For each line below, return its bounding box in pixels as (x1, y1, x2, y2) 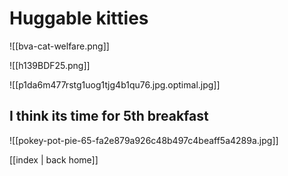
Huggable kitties (9, 7, 149, 30)
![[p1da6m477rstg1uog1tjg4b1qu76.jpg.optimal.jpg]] (9, 78, 221, 91)
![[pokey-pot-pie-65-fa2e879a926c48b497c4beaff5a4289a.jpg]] (9, 134, 279, 146)
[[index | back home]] (9, 153, 99, 166)
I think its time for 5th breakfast (9, 108, 209, 125)
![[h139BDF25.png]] (9, 59, 91, 71)
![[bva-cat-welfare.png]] (9, 40, 110, 52)
